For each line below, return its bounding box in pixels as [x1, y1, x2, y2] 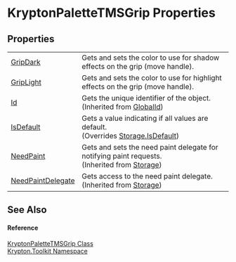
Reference [7, 223, 39, 232]
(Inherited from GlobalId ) [81, 102, 164, 112]
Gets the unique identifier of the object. [81, 93, 211, 103]
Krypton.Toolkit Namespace [7, 247, 88, 255]
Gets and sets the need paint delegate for [81, 143, 218, 152]
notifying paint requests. [81, 151, 162, 161]
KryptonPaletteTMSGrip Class [7, 239, 93, 247]
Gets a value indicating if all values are [81, 114, 209, 123]
